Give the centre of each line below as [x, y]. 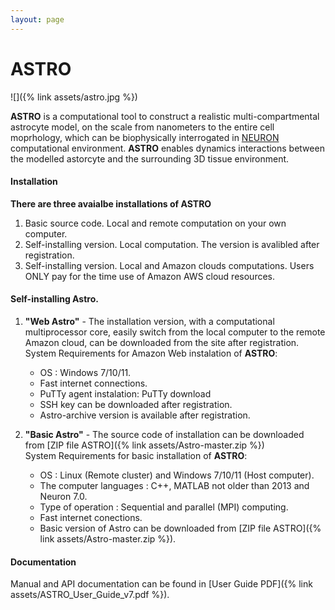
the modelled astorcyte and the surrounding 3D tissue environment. [150, 158]
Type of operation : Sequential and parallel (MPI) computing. [164, 507]
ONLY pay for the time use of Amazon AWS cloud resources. [150, 276]
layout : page [37, 19]
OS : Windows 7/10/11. [85, 372]
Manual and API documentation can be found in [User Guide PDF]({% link [161, 584]
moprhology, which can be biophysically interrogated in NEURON [145, 137]
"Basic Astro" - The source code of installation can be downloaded [164, 434]
